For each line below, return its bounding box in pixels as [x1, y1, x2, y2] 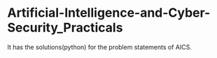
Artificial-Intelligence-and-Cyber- [7, 5, 211, 21]
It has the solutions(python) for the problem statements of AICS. [7, 43, 192, 51]
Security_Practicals [7, 20, 123, 36]
